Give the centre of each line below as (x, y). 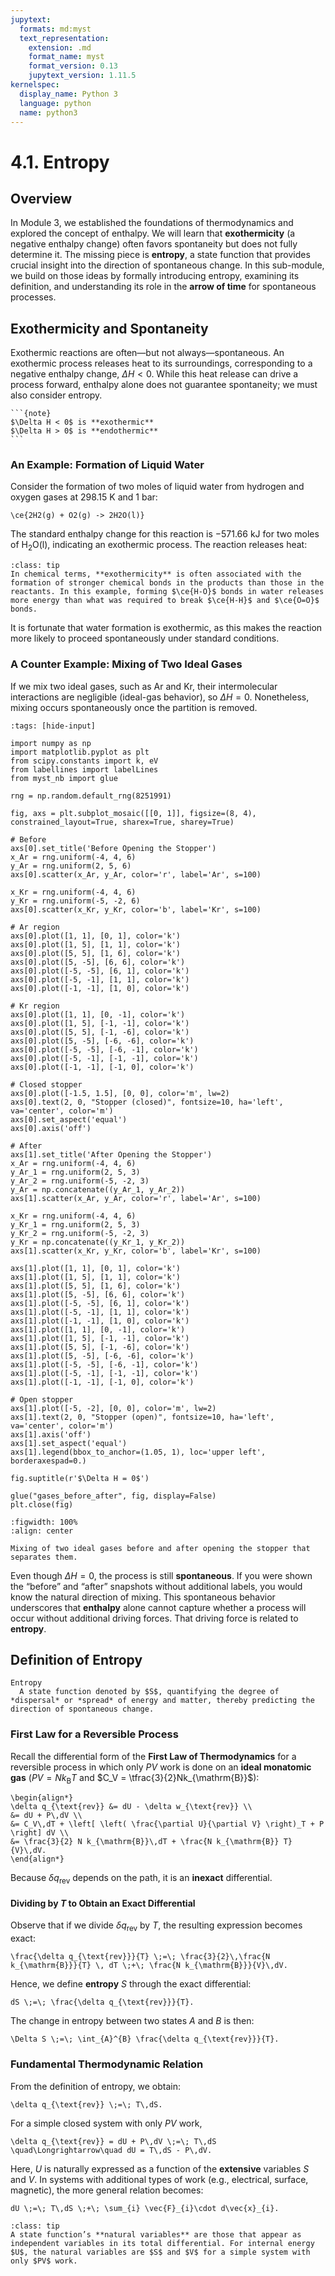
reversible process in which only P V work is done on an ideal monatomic (161, 1767)
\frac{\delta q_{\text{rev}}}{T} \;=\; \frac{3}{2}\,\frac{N (140, 1957)
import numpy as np (51, 743)
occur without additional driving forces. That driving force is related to (154, 1618)
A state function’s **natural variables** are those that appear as (156, 2234)
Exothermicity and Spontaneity (109, 328)
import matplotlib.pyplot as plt (80, 752)
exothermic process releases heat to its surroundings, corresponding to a (161, 363)
